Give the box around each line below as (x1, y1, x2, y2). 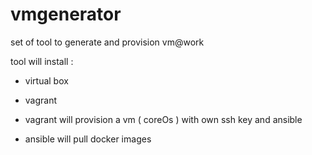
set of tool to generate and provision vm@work (10, 36, 205, 48)
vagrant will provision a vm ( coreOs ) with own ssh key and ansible (24, 113, 303, 125)
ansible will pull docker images (24, 133, 152, 145)
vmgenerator (10, 3, 122, 26)
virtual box (24, 74, 69, 87)
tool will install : (10, 55, 74, 67)
